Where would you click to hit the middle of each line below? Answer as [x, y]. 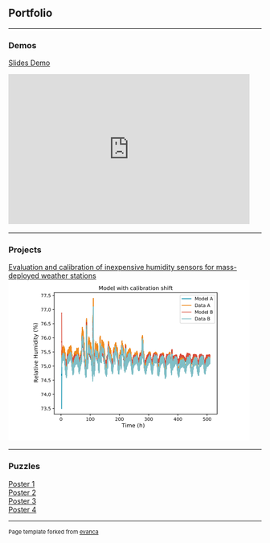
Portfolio [31, 13]
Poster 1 [22, 484]
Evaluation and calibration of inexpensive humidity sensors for [111, 267]
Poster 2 [22, 492]
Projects [25, 250]
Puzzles [24, 467]
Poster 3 [22, 500]
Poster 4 [22, 509]
